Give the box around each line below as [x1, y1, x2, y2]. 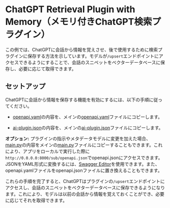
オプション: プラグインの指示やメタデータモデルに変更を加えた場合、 [5, 135, 151, 141]
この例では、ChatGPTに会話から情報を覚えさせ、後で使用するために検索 [5, 46, 158, 53]
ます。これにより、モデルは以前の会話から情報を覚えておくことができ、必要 [5, 191, 164, 197]
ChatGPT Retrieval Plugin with [5, 4, 136, 15]
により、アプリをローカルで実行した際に [5, 148, 90, 154]
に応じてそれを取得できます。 [5, 197, 68, 203]
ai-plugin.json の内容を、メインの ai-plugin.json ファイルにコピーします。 [12, 124, 163, 131]
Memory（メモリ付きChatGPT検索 [5, 16, 152, 28]
